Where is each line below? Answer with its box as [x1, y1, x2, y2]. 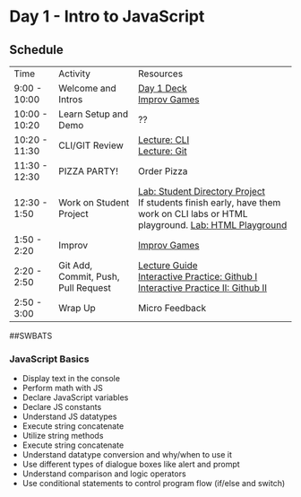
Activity [57, 67, 91, 80]
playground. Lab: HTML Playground [138, 219, 288, 231]
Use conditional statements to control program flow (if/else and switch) [21, 478, 286, 489]
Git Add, [57, 259, 93, 271]
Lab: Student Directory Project [138, 186, 266, 197]
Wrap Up [57, 302, 96, 314]
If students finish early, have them [138, 196, 281, 208]
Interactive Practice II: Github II [138, 282, 267, 293]
